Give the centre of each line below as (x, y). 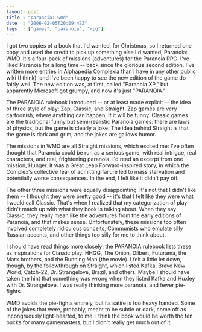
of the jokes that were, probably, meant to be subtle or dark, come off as (96, 310)
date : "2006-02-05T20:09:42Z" (47, 23)
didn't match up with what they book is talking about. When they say (91, 209)
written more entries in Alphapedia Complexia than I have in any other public (101, 72)
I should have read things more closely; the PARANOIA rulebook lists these (99, 247)
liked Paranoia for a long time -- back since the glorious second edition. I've (100, 65)
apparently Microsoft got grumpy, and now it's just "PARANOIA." (86, 91)
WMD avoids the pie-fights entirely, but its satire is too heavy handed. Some (101, 303)
